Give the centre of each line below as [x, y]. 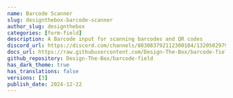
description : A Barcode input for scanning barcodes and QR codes [105, 39]
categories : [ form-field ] [44, 33]
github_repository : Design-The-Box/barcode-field [80, 59]
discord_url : [26, 46]
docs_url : [21, 52]
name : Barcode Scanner [40, 13]
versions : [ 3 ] [28, 78]
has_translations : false [43, 71]
